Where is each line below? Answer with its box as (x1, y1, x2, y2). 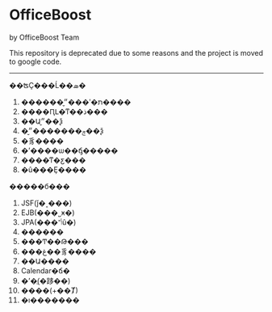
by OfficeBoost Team (9, 32, 80, 42)
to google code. (9, 57, 62, 66)
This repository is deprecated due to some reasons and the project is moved (9, 48, 264, 57)
